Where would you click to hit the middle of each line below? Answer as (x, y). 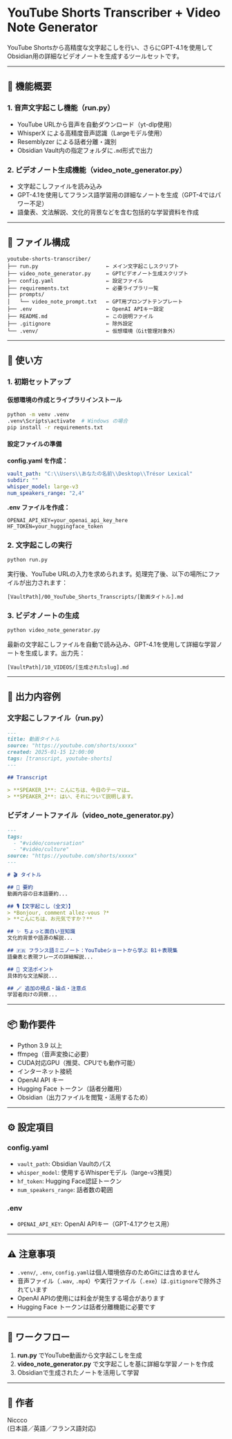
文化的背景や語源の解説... (40, 938)
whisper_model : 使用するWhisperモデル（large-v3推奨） (96, 1172)
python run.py (28, 559)
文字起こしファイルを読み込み (59, 186)
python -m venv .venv (38, 415)
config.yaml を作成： (38, 461)
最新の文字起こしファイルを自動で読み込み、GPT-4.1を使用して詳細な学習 (112, 644)
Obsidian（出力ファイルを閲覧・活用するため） (84, 1097)
